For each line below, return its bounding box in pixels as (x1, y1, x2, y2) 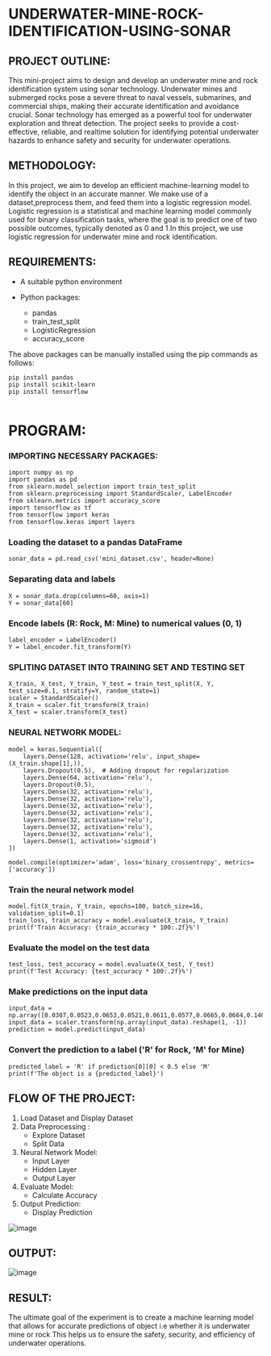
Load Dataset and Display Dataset (19, 1113, 133, 1123)
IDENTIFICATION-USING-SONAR (8, 22, 231, 40)
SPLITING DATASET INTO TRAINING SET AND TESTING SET (8, 661, 246, 672)
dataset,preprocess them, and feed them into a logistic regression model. (8, 197, 252, 207)
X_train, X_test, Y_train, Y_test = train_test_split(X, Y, (8, 680, 215, 688)
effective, (8, 127, 40, 136)
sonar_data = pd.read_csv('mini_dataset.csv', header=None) (8, 555, 215, 563)
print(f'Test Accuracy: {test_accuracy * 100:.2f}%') (8, 968, 194, 976)
